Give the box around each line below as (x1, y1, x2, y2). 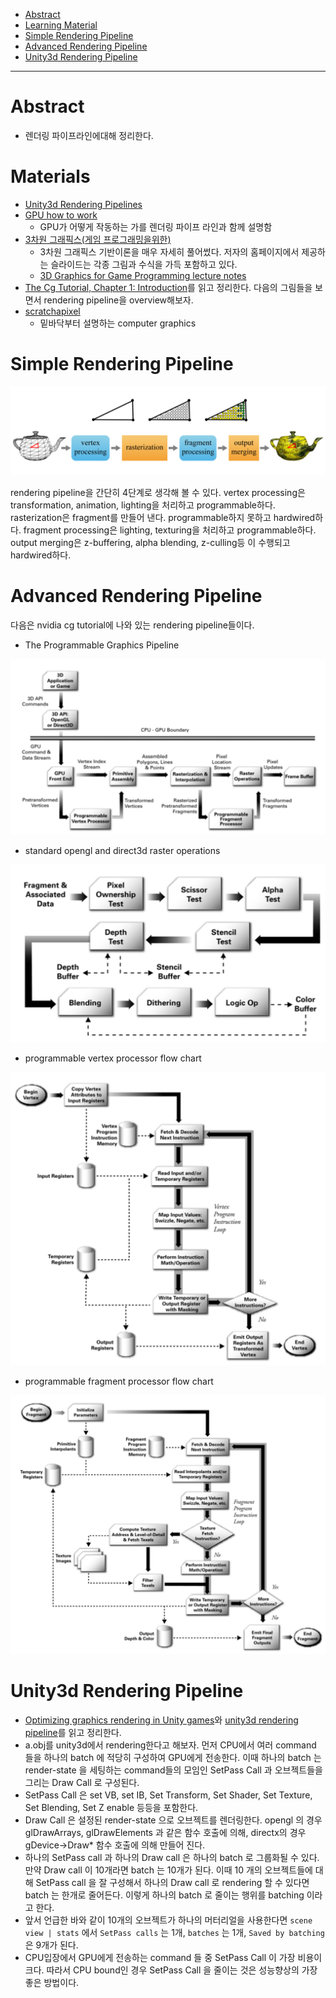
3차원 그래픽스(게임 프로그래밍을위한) (24, 233, 172, 245)
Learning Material (24, 19, 98, 31)
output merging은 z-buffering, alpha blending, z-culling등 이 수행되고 (10, 536, 291, 548)
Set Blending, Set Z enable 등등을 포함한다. (24, 1801, 199, 1813)
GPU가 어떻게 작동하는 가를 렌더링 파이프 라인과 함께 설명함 (39, 220, 273, 233)
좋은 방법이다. (24, 1976, 80, 1988)
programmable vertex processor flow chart (24, 1052, 202, 1064)
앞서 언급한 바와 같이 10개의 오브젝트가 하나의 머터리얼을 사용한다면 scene (24, 1914, 313, 1926)
